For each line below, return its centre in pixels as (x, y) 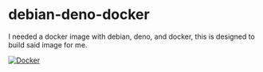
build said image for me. (48, 44)
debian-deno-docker (79, 15)
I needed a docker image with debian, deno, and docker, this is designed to (131, 36)
